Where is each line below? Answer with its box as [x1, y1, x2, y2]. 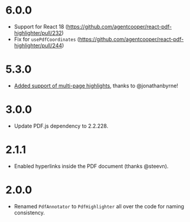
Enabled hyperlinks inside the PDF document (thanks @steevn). [14, 162, 169, 169]
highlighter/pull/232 [14, 29, 62, 36]
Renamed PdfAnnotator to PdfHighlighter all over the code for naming [14, 203, 185, 210]
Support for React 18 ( [14, 23, 68, 30]
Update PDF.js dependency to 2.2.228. [14, 122, 109, 129]
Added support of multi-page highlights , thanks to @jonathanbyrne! [14, 82, 179, 89]
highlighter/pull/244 [14, 42, 62, 49]
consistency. [14, 209, 45, 216]
